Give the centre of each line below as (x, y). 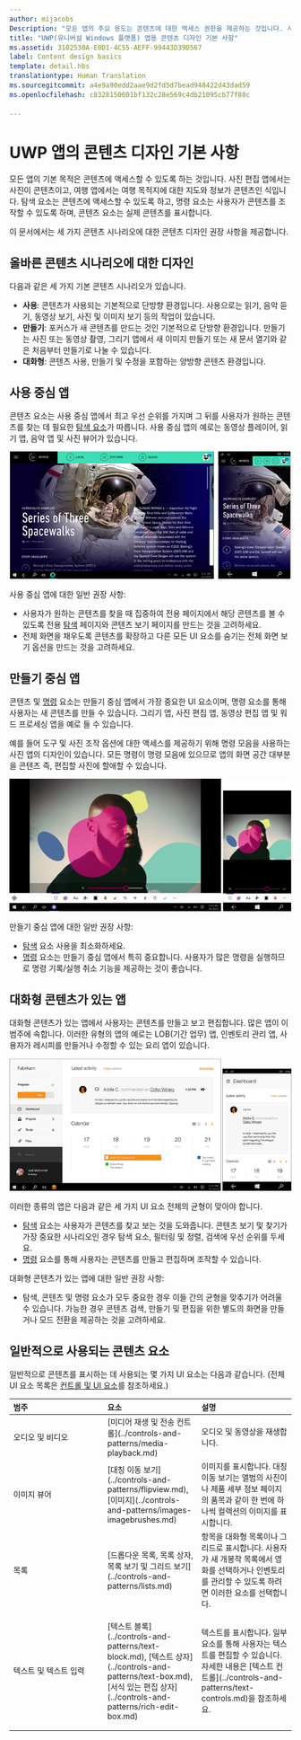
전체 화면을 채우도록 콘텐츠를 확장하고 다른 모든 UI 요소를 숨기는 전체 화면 (150, 636)
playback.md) (133, 1453)
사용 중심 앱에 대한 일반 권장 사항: (68, 595)
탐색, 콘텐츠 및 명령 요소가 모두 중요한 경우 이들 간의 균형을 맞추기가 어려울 (152, 1297)
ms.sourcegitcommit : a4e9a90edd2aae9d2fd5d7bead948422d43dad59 (130, 85)
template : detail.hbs (50, 66)
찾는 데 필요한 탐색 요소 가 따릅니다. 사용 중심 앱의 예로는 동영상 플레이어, (152, 428)
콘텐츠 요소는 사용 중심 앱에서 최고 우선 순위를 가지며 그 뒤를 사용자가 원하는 (142, 416)
